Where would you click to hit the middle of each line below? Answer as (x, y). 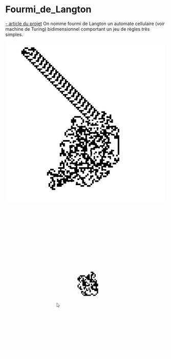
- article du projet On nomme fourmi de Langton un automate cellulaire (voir (85, 24)
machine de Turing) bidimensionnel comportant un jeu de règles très (78, 29)
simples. (14, 34)
